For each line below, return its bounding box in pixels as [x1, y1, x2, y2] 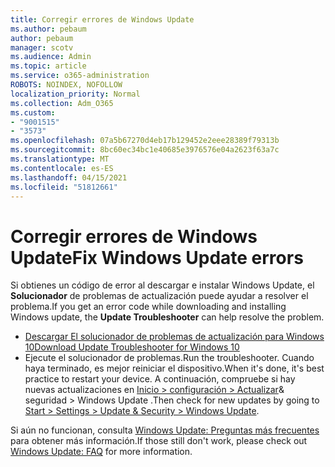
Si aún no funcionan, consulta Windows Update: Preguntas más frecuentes [10, 424, 320, 436]
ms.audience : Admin [10, 52, 92, 62]
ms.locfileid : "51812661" [10, 182, 118, 192]
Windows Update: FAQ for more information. [10, 446, 193, 458]
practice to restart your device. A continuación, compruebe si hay [24, 373, 296, 385]
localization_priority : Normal [10, 89, 141, 99]
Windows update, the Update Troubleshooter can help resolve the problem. [10, 311, 325, 323]
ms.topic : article [10, 61, 87, 71]
